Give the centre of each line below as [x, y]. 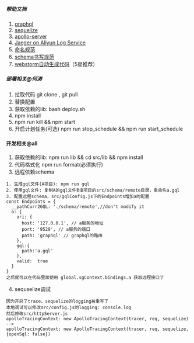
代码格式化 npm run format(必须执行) [59, 165]
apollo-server [31, 36]
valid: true [32, 261]
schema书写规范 [34, 57]
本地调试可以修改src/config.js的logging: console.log [69, 308]
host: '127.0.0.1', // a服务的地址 [62, 223]
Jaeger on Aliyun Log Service [50, 42]
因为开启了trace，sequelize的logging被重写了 [57, 302]
